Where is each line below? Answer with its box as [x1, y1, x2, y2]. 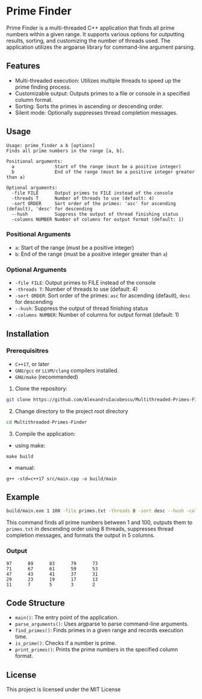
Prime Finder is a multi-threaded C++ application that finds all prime [6, 24, 175, 31]
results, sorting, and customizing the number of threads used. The [6, 37, 171, 44]
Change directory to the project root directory [14, 407, 128, 414]
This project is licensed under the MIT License [6, 686, 121, 693]
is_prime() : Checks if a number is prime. [14, 639, 117, 647]
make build [6, 454, 34, 460]
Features [6, 61, 40, 71]
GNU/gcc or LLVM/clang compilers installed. [14, 367, 119, 374]
